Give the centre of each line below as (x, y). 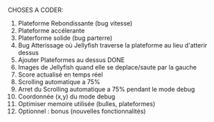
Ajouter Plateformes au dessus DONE (71, 60)
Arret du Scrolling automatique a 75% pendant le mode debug (106, 89)
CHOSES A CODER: (36, 10)
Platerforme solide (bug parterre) (65, 38)
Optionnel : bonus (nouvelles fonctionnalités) (82, 111)
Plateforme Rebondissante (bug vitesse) (75, 23)
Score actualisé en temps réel (60, 74)
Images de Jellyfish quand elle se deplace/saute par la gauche (107, 67)
